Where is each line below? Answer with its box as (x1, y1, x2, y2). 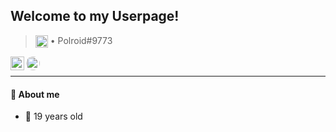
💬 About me (10, 88, 60, 100)
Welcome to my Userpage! (10, 8, 180, 25)
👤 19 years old (24, 110, 83, 123)
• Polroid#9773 (49, 34, 113, 46)
